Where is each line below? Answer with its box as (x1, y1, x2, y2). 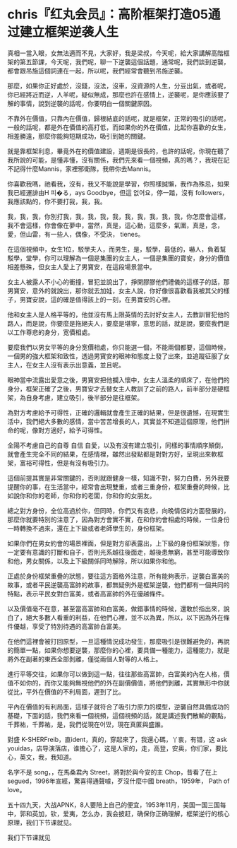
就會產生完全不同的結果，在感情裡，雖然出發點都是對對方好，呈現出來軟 (7, 449, 217, 458)
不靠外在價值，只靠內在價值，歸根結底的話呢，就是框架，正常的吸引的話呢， (7, 114, 230, 122)
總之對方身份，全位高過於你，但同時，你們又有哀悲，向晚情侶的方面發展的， (7, 506, 230, 514)
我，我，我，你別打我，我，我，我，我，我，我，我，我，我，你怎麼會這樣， (7, 212, 230, 220)
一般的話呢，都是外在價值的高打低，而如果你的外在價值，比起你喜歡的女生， (7, 123, 230, 131)
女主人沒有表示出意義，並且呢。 (31, 360, 125, 369)
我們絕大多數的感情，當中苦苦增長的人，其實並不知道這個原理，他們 (25, 417, 224, 425)
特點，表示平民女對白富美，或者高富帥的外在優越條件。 (7, 589, 168, 598)
